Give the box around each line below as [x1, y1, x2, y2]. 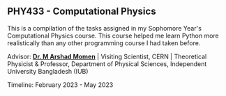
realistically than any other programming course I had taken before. [7, 38, 201, 47]
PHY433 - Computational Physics [7, 6, 156, 17]
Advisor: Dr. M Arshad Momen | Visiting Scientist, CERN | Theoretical [7, 52, 207, 61]
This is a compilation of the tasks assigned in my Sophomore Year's [7, 24, 202, 32]
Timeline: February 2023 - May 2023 [7, 80, 114, 89]
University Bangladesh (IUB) [7, 67, 89, 75]
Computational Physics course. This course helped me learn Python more [7, 31, 220, 40]
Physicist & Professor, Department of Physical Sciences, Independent [7, 59, 207, 68]
